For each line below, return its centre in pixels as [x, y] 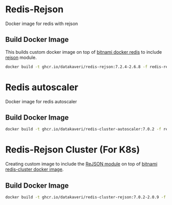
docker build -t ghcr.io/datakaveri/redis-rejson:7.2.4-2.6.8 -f [76, 67]
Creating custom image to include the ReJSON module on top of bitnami [81, 164]
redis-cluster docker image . [35, 169]
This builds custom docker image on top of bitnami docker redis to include [84, 52]
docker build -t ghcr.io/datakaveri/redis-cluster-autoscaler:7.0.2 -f [83, 129]
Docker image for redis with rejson [42, 24]
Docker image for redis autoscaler [41, 101]
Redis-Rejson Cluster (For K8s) [73, 150]
